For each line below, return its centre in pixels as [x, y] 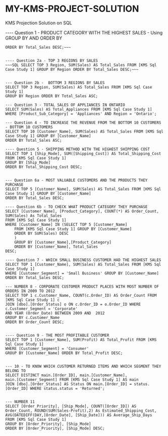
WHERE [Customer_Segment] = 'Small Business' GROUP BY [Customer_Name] [82, 273]
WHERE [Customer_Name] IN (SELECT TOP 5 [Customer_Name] [66, 224]
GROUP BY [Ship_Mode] [28, 163]
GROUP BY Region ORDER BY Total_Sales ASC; [52, 96]
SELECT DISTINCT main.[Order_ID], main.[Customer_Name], [66, 375]
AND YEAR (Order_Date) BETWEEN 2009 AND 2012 [55, 313]
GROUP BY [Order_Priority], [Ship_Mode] [48, 424]
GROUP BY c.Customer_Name [32, 318]
